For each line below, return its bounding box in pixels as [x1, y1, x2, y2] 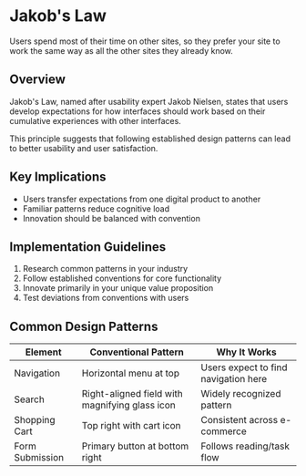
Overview [9, 72, 66, 88]
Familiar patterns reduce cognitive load [22, 202, 170, 214]
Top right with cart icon [81, 419, 181, 432]
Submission [14, 451, 65, 464]
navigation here [199, 373, 268, 386]
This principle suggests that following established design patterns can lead [9, 133, 291, 144]
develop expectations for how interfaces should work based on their [9, 106, 266, 117]
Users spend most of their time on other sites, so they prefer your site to [9, 36, 280, 47]
